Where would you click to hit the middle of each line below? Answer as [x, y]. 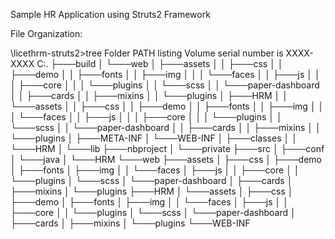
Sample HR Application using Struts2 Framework [110, 14]
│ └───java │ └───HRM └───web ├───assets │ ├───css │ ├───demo [166, 159]
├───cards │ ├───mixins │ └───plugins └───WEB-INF [130, 223]
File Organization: [46, 33]
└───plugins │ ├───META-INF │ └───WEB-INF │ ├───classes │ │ [154, 138]
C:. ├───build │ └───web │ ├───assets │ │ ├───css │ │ [160, 63]
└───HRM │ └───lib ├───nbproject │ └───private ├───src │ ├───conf [167, 148]
